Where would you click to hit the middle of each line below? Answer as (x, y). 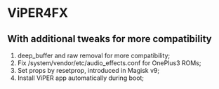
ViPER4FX (38, 13)
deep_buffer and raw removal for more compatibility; (94, 55)
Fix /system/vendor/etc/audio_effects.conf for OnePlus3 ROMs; (109, 63)
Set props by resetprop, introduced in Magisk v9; (88, 70)
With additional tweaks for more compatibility (109, 39)
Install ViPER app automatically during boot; (81, 78)
